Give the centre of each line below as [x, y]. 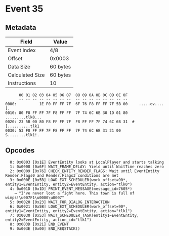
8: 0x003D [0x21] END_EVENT [39, 224]
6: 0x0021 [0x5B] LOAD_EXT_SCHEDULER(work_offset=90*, [69, 206]
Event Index [22, 50]
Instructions [22, 83]
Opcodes [20, 151]
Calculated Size [26, 75]
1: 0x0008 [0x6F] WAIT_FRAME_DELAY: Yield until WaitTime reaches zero [87, 167]
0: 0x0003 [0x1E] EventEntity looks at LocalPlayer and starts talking [87, 162]
